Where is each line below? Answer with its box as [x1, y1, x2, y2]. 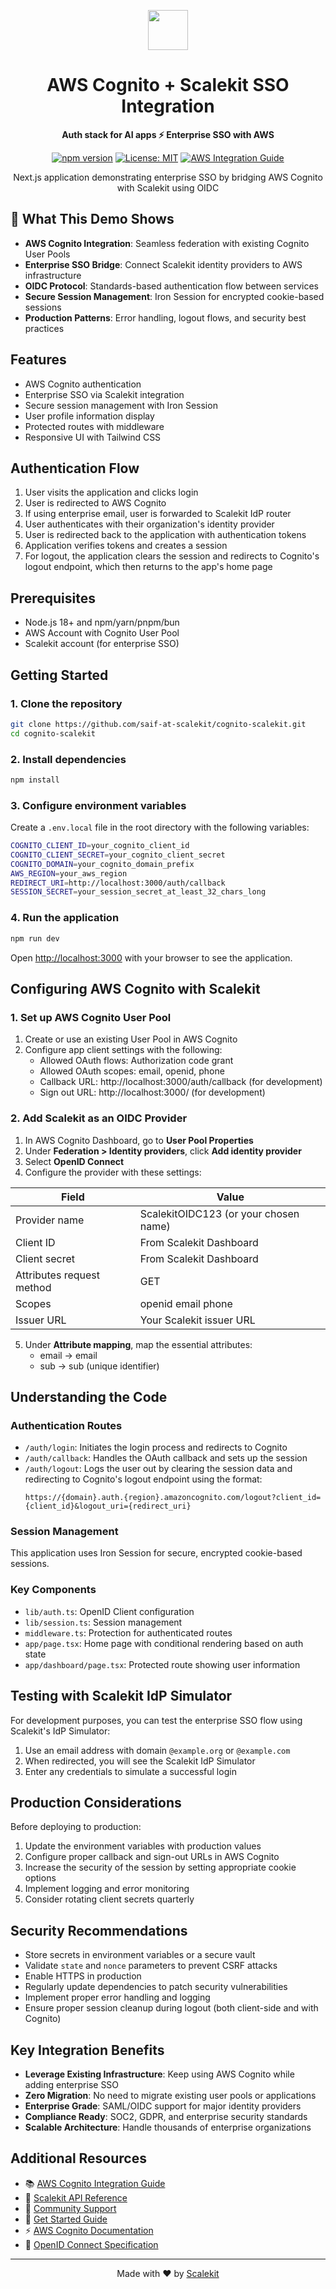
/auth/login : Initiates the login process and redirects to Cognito [24, 1441, 288, 1454]
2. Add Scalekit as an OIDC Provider [10, 1111, 188, 1125]
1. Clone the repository [10, 696, 123, 710]
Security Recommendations [10, 1922, 188, 1939]
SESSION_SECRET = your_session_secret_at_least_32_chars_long [10, 887, 267, 897]
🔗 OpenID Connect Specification [24, 2238, 159, 2250]
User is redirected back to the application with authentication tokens [24, 529, 307, 541]
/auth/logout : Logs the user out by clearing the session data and [24, 1463, 293, 1475]
